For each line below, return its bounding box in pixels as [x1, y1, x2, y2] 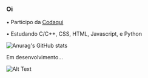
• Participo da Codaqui [6, 19, 64, 26]
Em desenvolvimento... [6, 54, 64, 61]
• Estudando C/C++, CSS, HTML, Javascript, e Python [6, 30, 143, 37]
